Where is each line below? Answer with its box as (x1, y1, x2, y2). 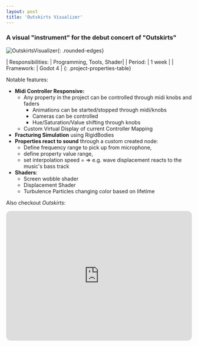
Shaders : (14, 169, 38, 176)
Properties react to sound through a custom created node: (14, 137, 159, 144)
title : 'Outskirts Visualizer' (6, 14, 83, 20)
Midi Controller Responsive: (14, 87, 85, 94)
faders (23, 100, 39, 107)
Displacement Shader (23, 181, 76, 189)
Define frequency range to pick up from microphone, (23, 144, 152, 151)
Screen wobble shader (23, 175, 78, 182)
